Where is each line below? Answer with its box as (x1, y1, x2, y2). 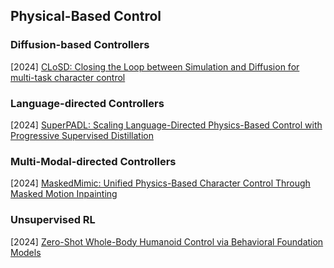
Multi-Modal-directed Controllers (10, 154, 177, 168)
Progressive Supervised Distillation (10, 129, 154, 141)
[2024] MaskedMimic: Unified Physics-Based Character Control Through (10, 177, 311, 189)
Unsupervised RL (10, 213, 96, 227)
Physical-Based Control (10, 8, 162, 25)
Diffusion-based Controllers (10, 38, 150, 52)
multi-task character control (10, 71, 126, 83)
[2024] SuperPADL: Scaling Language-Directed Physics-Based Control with (10, 119, 323, 131)
